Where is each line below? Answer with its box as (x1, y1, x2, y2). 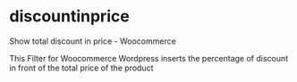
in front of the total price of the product (9, 62, 154, 73)
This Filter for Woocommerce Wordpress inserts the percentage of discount (9, 53, 289, 63)
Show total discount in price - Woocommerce (9, 36, 176, 46)
